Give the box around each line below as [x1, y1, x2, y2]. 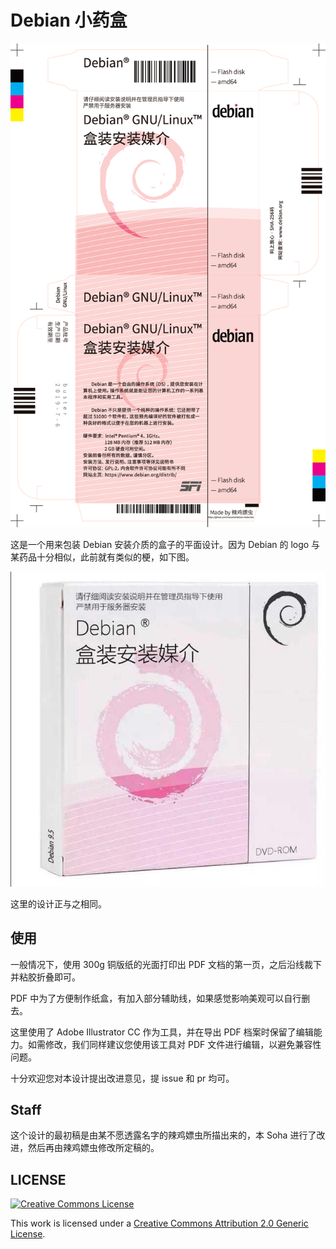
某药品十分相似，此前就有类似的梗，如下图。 [10, 551, 195, 563]
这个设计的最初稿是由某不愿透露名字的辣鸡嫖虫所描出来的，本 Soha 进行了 [10, 1129, 317, 1141]
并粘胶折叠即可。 [10, 971, 81, 983]
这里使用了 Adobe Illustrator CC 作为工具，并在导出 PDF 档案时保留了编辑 [10, 1026, 314, 1038]
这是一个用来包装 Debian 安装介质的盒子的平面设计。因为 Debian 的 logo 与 [10, 538, 321, 550]
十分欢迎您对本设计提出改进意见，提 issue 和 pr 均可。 [10, 1072, 235, 1084]
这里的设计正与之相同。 [10, 897, 107, 910]
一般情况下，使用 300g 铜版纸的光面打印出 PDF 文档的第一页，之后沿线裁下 [10, 958, 322, 970]
